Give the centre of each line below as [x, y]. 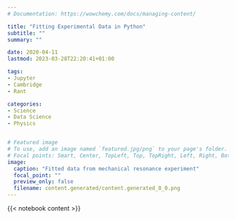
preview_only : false [44, 182]
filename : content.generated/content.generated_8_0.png [97, 188]
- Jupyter [22, 78]
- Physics [22, 124]
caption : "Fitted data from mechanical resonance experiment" [106, 169]
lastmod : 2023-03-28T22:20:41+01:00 [61, 59]
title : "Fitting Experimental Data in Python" [77, 26]
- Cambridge [25, 85]
